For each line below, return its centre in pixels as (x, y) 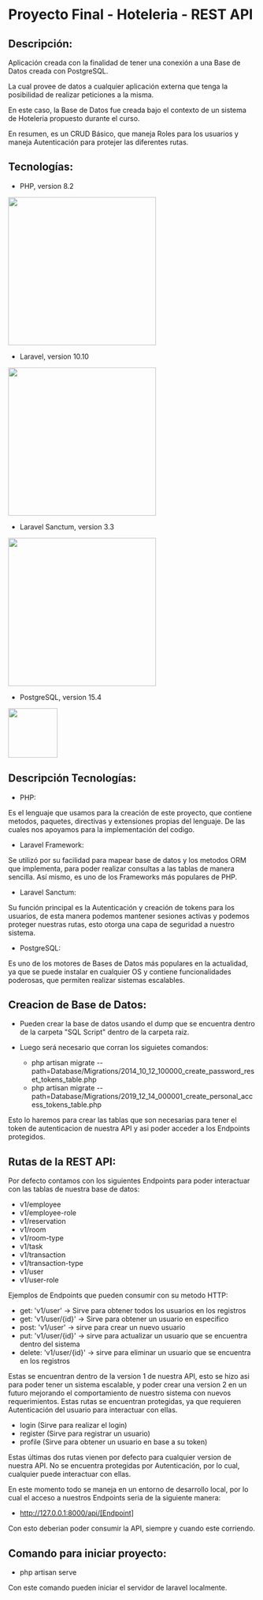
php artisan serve (48, 1572)
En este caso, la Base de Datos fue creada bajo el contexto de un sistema (127, 110)
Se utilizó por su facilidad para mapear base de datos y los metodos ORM (127, 860)
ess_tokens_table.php (67, 1105)
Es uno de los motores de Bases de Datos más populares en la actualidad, (128, 963)
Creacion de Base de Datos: (78, 1005)
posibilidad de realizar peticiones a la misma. (81, 95)
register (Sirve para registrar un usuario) (85, 1434)
